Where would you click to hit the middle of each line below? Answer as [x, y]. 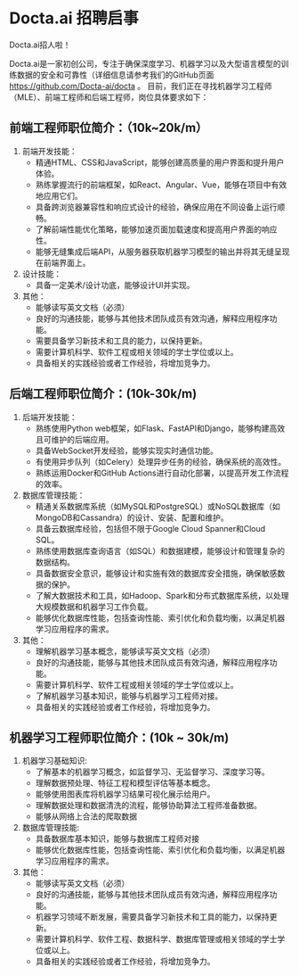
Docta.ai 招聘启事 [74, 18]
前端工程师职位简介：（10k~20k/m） [109, 128]
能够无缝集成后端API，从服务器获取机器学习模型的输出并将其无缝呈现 [162, 252]
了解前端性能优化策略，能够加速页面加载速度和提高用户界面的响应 [156, 229]
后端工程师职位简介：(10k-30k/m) [103, 394]
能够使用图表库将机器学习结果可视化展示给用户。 [125, 794]
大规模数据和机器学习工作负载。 [94, 607]
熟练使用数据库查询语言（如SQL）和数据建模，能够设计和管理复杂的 [160, 550]
